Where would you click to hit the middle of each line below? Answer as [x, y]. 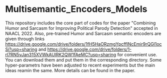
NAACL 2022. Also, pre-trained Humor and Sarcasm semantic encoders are [83, 33]
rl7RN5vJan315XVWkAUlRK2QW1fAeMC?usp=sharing [61, 54]
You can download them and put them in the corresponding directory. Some [83, 60]
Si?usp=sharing [21, 49]
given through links [25, 39]
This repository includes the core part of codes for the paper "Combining [80, 23]
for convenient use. [137, 54]
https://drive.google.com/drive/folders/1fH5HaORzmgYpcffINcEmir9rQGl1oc [83, 44]
